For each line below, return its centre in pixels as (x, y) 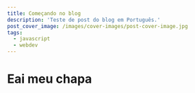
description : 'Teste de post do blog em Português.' (84, 20)
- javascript (32, 39)
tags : (15, 32)
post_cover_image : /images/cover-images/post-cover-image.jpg (97, 26)
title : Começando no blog (44, 13)
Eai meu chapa (50, 79)
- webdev (26, 45)
